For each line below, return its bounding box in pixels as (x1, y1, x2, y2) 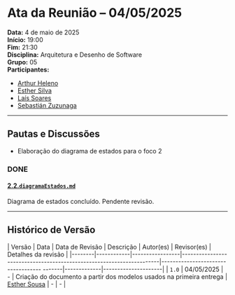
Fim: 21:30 (7, 43, 38, 51)
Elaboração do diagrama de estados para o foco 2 (17, 146, 162, 155)
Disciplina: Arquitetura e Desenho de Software (7, 50, 142, 59)
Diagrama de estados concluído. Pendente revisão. (7, 197, 155, 205)
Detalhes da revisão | (7, 250, 69, 259)
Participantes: (7, 65, 50, 74)
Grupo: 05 (7, 57, 38, 66)
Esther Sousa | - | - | (7, 280, 66, 288)
